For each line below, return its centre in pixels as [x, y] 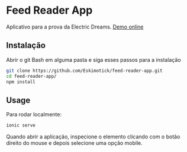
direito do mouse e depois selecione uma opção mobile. [75, 143]
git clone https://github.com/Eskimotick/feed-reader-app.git [84, 71]
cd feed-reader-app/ [32, 76]
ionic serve [21, 125]
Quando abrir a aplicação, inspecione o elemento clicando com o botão [93, 137]
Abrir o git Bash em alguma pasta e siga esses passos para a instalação [94, 59]
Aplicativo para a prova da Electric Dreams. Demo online [75, 27]
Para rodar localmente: [34, 115]
